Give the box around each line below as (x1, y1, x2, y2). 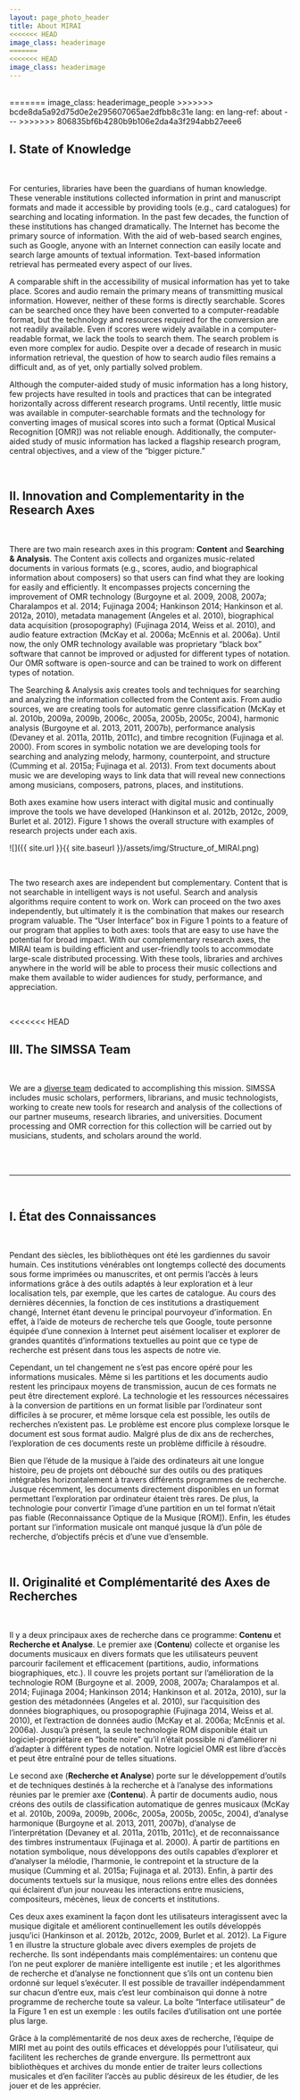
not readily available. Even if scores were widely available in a (9, 323, 237, 334)
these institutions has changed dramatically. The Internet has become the (9, 221, 279, 231)
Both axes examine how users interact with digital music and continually (9, 796, 274, 807)
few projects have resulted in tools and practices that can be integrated (9, 388, 272, 399)
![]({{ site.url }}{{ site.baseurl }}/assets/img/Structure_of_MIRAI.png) (9, 842, 260, 853)
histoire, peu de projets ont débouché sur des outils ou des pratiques (9, 1465, 263, 1475)
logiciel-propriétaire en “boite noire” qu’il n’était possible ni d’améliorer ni (9, 1734, 277, 1744)
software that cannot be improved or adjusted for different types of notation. (9, 648, 290, 659)
